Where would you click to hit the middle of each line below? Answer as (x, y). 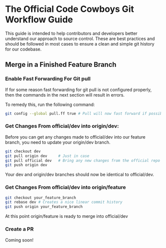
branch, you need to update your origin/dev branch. (58, 142)
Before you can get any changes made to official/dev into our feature (75, 137)
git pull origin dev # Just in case (47, 156)
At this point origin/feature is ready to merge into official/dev (67, 216)
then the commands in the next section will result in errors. (65, 95)
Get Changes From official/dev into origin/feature (65, 188)
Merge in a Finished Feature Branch (61, 65)
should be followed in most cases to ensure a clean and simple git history (80, 44)
